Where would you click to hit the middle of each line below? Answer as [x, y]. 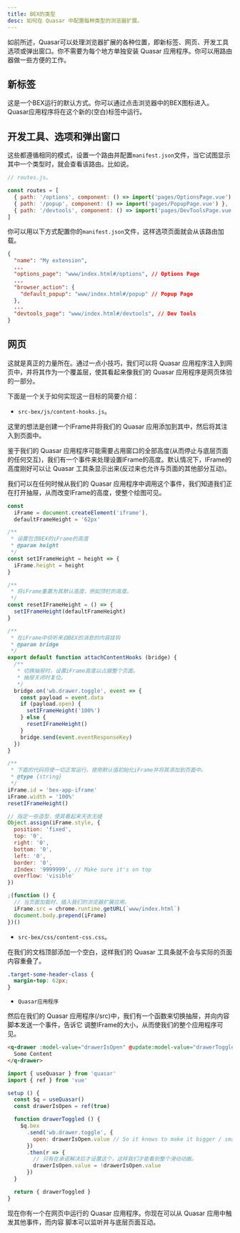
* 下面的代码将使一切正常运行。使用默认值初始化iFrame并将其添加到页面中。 [108, 770]
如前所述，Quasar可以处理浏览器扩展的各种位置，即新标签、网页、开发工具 [118, 42]
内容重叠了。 [26, 961]
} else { [33, 718]
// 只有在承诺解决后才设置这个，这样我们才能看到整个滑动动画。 [115, 1159]
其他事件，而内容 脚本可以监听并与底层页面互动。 [86, 1222]
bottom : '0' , [33, 849]
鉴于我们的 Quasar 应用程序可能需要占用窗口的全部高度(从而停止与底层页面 [118, 450]
